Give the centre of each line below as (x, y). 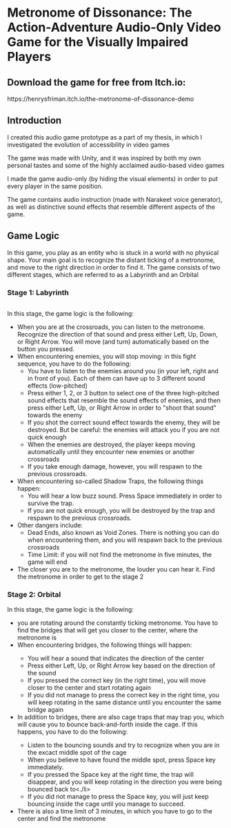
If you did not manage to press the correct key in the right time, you (123, 695)
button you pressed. (46, 349)
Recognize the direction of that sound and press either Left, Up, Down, (118, 334)
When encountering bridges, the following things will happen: (104, 645)
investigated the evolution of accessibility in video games (89, 144)
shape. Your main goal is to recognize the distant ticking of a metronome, (111, 260)
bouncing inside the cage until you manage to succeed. (106, 804)
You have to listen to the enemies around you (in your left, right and (123, 370)
